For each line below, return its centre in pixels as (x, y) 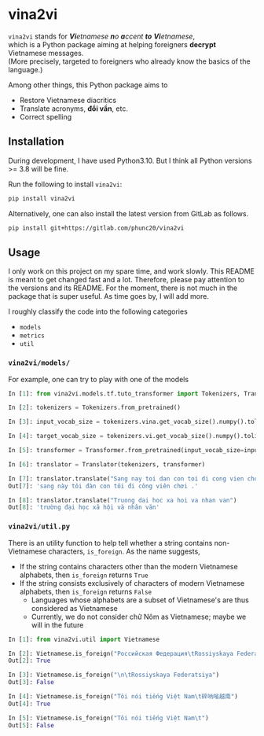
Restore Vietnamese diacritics (68, 100)
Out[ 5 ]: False (31, 725)
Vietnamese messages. (46, 53)
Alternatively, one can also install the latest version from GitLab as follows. (128, 213)
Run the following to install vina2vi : (65, 184)
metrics (32, 336)
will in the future (57, 625)
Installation (36, 142)
